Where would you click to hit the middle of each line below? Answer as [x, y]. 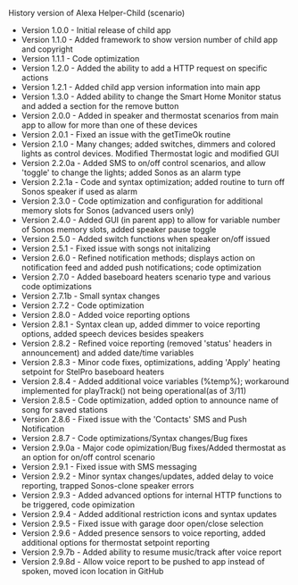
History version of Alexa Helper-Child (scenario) [97, 13]
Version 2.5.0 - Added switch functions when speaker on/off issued [145, 239]
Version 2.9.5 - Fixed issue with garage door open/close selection [142, 523]
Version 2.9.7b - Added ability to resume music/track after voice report [151, 552]
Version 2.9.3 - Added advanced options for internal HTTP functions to [151, 495]
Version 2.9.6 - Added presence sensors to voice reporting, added [143, 533]
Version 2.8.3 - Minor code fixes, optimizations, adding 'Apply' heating [151, 362]
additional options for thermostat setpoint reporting [116, 543]
